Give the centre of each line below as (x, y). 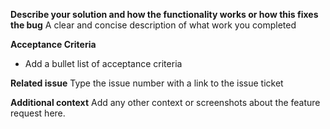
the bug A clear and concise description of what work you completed (153, 25)
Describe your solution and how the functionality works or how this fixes (164, 14)
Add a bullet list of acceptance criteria (103, 63)
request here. (38, 113)
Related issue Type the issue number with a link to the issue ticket (147, 83)
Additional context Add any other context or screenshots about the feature (165, 102)
